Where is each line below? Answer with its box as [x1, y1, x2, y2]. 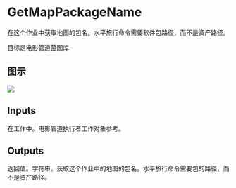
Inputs [7, 105, 37, 116]
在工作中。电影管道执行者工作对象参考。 [7, 124, 125, 133]
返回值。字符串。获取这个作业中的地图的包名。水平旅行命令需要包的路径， [7, 164, 223, 173]
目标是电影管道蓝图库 [7, 43, 69, 51]
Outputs [7, 145, 44, 156]
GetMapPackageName [7, 4, 142, 20]
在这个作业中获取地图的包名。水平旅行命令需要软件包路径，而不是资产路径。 [7, 28, 230, 36]
